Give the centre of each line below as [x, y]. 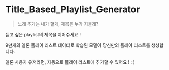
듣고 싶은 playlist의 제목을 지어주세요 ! [43, 34]
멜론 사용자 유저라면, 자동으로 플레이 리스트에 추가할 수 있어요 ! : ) [70, 62]
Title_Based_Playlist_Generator [73, 9]
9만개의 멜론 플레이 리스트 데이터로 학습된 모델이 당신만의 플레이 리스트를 [78, 45]
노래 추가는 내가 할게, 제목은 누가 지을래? [58, 24]
